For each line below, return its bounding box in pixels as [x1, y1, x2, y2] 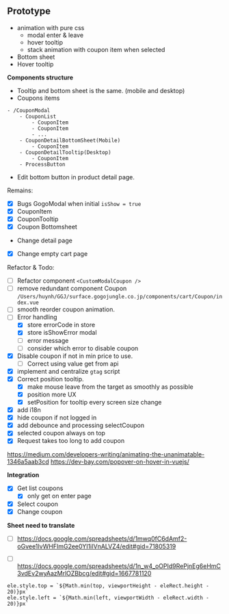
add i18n [16, 406, 41, 414]
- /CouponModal [7, 107, 51, 114]
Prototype [7, 5, 51, 17]
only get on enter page [27, 492, 92, 500]
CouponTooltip [16, 215, 59, 223]
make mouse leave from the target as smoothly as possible [27, 383, 193, 391]
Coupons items [16, 94, 60, 102]
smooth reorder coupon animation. [16, 305, 115, 314]
